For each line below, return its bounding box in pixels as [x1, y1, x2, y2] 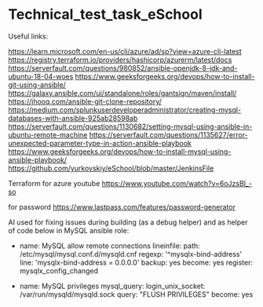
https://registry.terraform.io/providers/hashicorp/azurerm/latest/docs [8, 55, 232, 64]
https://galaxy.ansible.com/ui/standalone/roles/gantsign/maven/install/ [8, 88, 237, 97]
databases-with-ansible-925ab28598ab [8, 113, 138, 122]
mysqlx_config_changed [19, 265, 99, 276]
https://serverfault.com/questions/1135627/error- [89, 130, 249, 139]
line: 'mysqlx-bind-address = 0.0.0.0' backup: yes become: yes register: [19, 258, 254, 267]
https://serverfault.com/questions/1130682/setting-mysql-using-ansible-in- [8, 122, 253, 131]
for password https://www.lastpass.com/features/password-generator [8, 202, 236, 211]
